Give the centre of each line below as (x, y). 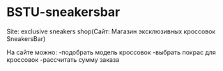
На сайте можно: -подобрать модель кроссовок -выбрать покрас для (111, 52)
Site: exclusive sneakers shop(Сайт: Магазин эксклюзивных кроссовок (111, 31)
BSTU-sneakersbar (63, 12)
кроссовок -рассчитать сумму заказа (63, 59)
